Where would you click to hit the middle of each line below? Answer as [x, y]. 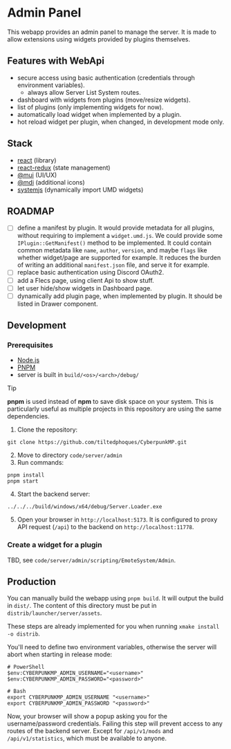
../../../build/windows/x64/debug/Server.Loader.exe [85, 507]
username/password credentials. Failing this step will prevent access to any [115, 723]
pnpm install [26, 475]
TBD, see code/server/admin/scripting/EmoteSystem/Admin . [92, 560]
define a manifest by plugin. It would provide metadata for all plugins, [116, 228]
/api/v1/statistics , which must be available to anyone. [87, 739]
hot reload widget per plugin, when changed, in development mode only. [121, 122]
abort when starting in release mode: [60, 654]
